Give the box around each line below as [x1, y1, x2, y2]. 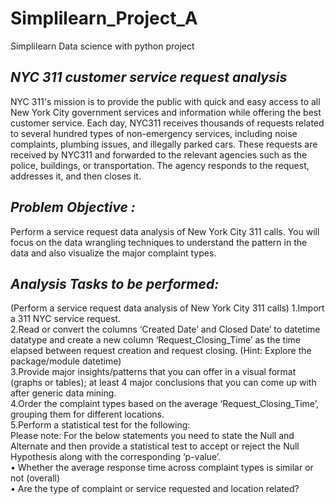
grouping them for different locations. [10, 408, 165, 421]
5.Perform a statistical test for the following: [10, 419, 191, 431]
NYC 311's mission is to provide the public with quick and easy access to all [10, 95, 321, 107]
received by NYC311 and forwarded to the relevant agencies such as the [10, 148, 308, 161]
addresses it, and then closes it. [10, 170, 142, 182]
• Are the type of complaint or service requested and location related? [10, 483, 300, 495]
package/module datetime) [10, 355, 122, 367]
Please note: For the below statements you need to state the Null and [10, 430, 295, 442]
